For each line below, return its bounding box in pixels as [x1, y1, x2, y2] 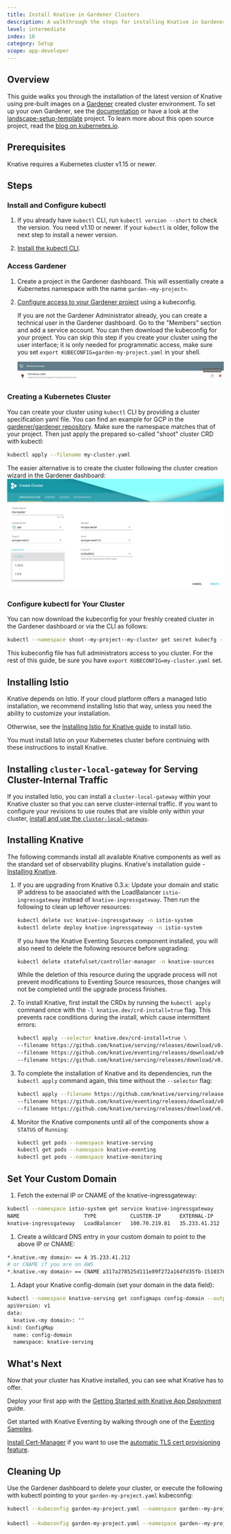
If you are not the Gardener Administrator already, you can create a [16, 311, 208, 319]
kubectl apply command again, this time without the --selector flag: [16, 1076, 212, 1084]
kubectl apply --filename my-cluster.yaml [7, 451, 131, 458]
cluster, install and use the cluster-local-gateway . [7, 814, 150, 822]
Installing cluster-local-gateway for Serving [7, 763, 198, 775]
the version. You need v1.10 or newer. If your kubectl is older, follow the [16, 223, 219, 232]
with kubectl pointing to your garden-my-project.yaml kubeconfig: [7, 1491, 193, 1500]
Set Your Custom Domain [7, 1173, 117, 1184]
